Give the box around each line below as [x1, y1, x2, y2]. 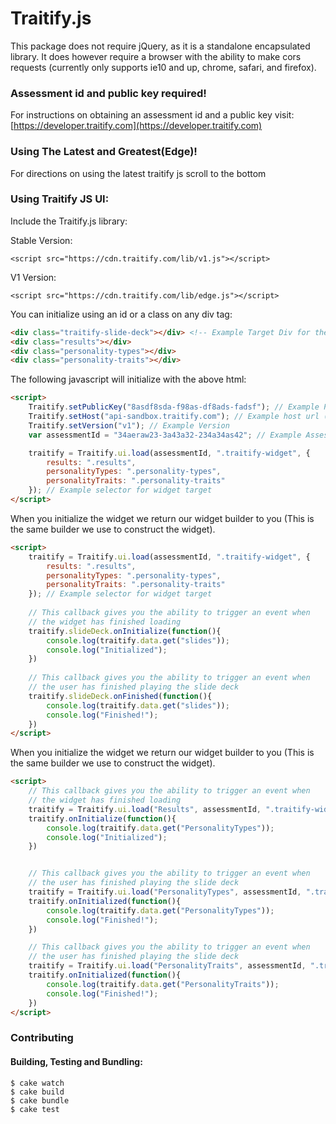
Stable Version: [10, 234, 73, 246]
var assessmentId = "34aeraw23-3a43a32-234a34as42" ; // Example [28, 430, 302, 440]
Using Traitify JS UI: [10, 192, 110, 206]
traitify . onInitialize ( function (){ [28, 813, 177, 824]
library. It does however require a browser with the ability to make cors [10, 50, 302, 62]
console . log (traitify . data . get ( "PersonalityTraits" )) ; [46, 979, 280, 989]
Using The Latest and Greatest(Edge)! [10, 145, 198, 159]
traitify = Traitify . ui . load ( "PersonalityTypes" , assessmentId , [28, 887, 302, 897]
